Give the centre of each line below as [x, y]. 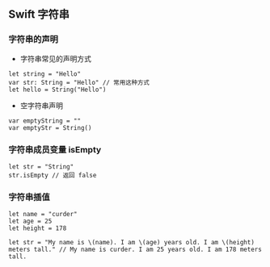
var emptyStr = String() [50, 127]
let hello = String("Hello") [57, 90]
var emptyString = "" [45, 121]
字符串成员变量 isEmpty [55, 149]
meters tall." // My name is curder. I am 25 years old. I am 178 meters [135, 250]
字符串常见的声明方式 [55, 58]
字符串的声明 [34, 40]
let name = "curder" [43, 215]
